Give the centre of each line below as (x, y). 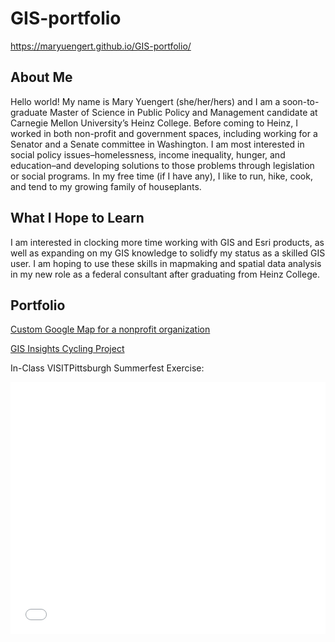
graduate (29, 112)
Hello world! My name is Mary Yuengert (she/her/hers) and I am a (145, 101)
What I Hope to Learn (77, 218)
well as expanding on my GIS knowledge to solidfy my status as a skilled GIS (168, 253)
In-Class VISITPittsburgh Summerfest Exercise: (107, 368)
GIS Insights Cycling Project (67, 349)
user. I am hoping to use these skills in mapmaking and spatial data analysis (166, 263)
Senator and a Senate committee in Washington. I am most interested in (157, 144)
